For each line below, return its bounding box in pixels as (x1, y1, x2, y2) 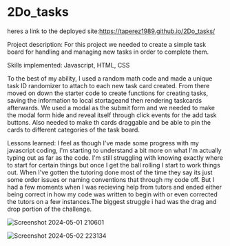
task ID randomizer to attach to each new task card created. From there (7, 81, 210, 90)
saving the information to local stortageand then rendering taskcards (7, 96, 202, 104)
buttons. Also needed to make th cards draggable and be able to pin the (7, 118, 211, 126)
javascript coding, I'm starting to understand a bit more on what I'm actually (7, 146, 222, 154)
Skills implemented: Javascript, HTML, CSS (7, 61, 130, 69)
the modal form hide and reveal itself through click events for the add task (7, 111, 217, 119)
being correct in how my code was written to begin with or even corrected (7, 190, 218, 198)
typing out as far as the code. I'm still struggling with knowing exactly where (7, 153, 224, 162)
